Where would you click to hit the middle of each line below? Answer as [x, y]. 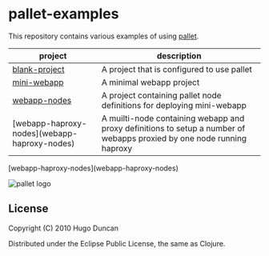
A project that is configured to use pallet [177, 69]
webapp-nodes [42, 100]
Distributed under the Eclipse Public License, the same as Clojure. [117, 243]
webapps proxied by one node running [174, 138]
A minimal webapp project [151, 82]
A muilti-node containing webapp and [173, 118]
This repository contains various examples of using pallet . [104, 36]
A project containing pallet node [161, 95]
